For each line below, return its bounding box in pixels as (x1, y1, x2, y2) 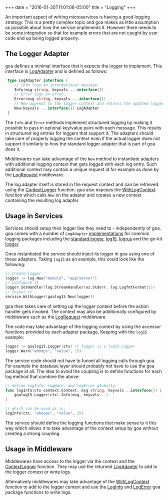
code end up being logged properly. (5, 35, 79, 41)
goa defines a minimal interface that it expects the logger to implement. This (5, 62, 162, 69)
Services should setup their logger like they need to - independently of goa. (5, 225, 161, 231)
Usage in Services (5, 212, 63, 220)
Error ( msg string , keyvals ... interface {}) (14, 96, 106, 101)
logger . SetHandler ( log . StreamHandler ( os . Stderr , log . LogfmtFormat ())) (5, 285, 155, 290)
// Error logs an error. (14, 92, 66, 97)
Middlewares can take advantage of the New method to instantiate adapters (5, 155, 159, 161)
